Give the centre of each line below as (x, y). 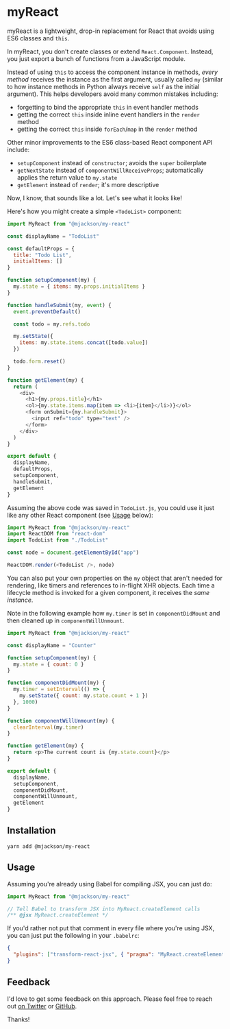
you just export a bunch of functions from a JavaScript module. (97, 58)
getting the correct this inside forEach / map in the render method (107, 129)
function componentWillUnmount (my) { (61, 721)
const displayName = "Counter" (52, 645)
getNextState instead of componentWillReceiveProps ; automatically (110, 170)
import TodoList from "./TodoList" (58, 540)
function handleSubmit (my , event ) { (59, 305)
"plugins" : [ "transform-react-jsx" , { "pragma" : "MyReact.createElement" (120, 955)
